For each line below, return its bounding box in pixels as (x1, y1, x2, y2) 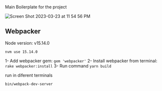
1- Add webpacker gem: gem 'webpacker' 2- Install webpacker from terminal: (5, 58, 158, 64)
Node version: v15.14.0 (5, 40, 50, 46)
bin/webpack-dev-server (5, 81, 53, 86)
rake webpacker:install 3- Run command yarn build (5, 63, 112, 69)
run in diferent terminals (5, 72, 53, 78)
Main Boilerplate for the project (5, 4, 67, 10)
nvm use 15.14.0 (5, 49, 38, 54)
